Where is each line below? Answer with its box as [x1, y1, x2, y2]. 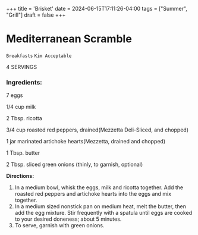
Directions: [6, 173, 34, 180]
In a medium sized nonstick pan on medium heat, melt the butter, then [14, 203, 186, 210]
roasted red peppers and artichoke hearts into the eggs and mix [14, 190, 171, 198]
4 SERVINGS [6, 63, 37, 70]
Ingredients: [6, 78, 43, 86]
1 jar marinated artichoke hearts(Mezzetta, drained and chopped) [6, 138, 166, 145]
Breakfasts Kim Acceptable [6, 53, 72, 59]
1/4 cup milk [6, 104, 36, 111]
